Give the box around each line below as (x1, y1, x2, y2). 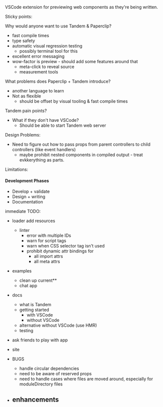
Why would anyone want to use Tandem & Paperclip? (5, 23, 112, 29)
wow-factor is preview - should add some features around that (12, 59, 138, 64)
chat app (19, 283, 37, 289)
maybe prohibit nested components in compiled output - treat (19, 152, 143, 158)
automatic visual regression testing (12, 43, 83, 48)
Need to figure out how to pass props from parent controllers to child (12, 141, 151, 147)
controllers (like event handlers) (12, 147, 76, 152)
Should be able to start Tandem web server (19, 122, 106, 128)
